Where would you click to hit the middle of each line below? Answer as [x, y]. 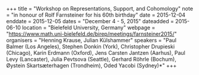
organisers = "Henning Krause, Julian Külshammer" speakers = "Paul [91, 40]
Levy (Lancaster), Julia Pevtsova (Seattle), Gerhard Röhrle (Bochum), [91, 59]
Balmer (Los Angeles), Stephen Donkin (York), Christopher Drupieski [91, 46]
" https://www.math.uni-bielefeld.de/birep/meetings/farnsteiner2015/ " [92, 34]
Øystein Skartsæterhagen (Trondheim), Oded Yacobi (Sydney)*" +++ [92, 65]
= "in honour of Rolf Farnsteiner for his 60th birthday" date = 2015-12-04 [96, 15]
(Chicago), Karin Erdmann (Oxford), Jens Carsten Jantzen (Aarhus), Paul [96, 53]
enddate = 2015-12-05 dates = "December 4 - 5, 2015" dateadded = [90, 21]
